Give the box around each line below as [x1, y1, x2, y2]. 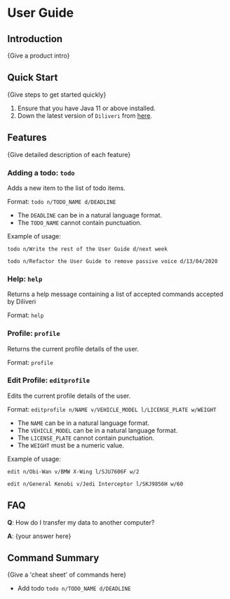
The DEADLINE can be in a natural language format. [17, 210, 163, 219]
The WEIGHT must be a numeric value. [17, 440, 125, 450]
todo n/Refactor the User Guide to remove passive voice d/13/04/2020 [7, 257, 218, 264]
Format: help [7, 311, 44, 320]
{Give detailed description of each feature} [7, 150, 131, 159]
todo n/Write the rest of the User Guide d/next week [7, 245, 168, 253]
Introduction [7, 33, 63, 45]
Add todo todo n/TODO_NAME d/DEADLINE [17, 584, 131, 593]
